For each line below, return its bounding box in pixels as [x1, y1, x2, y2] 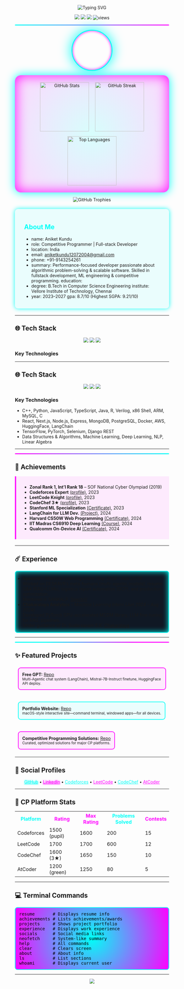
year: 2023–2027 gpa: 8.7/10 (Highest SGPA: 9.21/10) [31, 293, 138, 299]
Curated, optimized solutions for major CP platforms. [22, 741, 111, 746]
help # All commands [19, 940, 89, 946]
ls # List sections [19, 955, 92, 961]
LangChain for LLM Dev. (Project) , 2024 [29, 510, 111, 516]
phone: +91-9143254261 [31, 257, 81, 263]
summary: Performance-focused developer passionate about [31, 262, 155, 268]
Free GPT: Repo [22, 672, 55, 678]
